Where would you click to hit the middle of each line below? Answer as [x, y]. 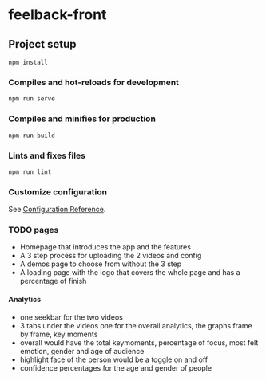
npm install [28, 62]
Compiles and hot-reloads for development [94, 82]
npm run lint [30, 172]
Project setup [43, 44]
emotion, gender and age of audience [82, 351]
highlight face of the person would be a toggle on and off [114, 359]
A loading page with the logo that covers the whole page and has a [130, 273]
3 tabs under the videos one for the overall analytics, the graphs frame [136, 325]
